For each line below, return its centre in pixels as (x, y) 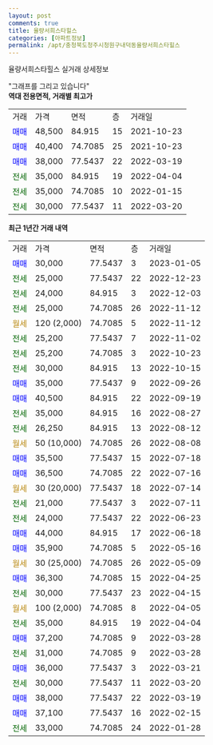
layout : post (30, 16)
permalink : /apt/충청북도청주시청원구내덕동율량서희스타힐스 (95, 46)
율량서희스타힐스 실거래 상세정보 (59, 70)
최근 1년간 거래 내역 (38, 228)
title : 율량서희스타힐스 (43, 30)
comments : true (34, 23)
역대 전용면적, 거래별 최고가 (51, 96)
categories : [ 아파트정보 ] (47, 38)
